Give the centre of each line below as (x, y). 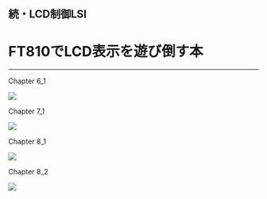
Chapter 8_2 (29, 172)
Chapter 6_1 (27, 81)
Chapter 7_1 (27, 111)
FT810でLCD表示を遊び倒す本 (106, 51)
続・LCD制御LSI (48, 14)
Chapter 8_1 (27, 142)
